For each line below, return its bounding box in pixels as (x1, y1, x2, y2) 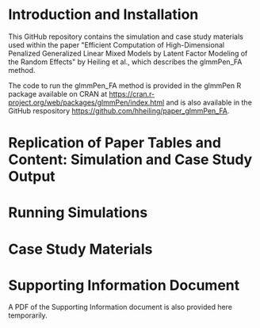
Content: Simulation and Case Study (8, 151, 253, 169)
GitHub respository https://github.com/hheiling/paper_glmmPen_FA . (8, 105, 230, 116)
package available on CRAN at (8, 89, 108, 98)
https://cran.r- (109, 89, 155, 98)
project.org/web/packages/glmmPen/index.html (8, 97, 165, 107)
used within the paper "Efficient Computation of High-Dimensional (8, 40, 224, 49)
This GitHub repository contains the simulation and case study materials (8, 32, 243, 41)
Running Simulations (8, 204, 148, 222)
